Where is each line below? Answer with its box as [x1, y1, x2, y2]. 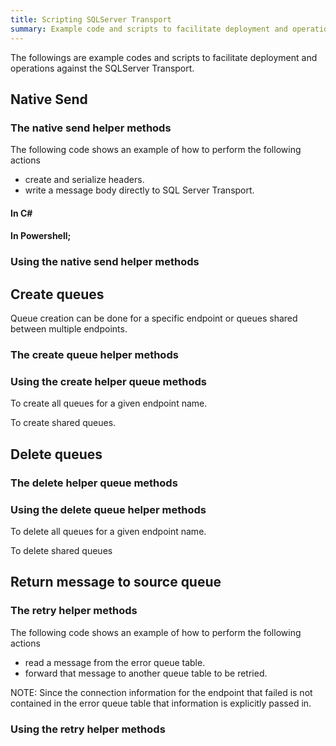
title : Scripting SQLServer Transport [10, 14, 172, 25]
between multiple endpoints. [10, 323, 128, 335]
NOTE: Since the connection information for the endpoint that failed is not [10, 686, 313, 698]
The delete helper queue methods [10, 476, 178, 490]
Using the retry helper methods [10, 722, 166, 736]
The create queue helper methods [10, 348, 179, 362]
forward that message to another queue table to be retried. [24, 667, 268, 679]
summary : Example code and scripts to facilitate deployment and [10, 24, 288, 34]
